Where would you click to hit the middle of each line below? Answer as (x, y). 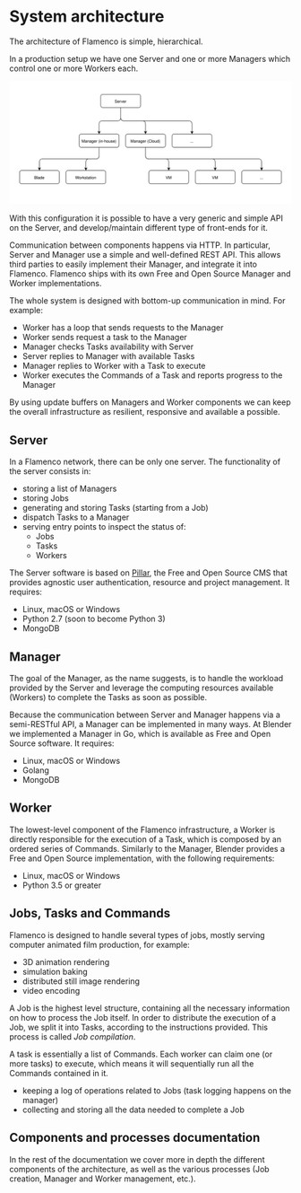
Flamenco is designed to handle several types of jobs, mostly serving (138, 934)
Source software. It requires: (62, 743)
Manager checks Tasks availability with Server (108, 346)
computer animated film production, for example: (99, 944)
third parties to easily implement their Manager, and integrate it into (133, 264)
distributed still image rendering (81, 981)
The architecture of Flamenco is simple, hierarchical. (106, 41)
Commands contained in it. (59, 1073)
